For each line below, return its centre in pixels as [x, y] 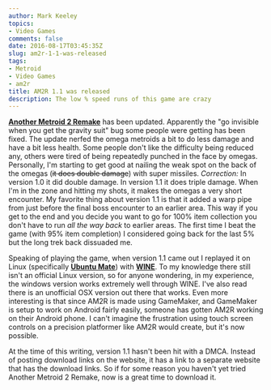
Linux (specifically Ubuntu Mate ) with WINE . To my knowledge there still [129, 267]
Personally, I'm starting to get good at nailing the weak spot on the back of [133, 165]
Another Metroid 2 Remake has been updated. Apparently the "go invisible [133, 122]
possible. [23, 336]
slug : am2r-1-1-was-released [57, 54]
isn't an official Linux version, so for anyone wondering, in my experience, [131, 276]
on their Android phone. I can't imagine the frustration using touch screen [131, 319]
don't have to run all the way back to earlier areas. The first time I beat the [132, 225]
